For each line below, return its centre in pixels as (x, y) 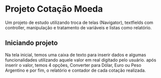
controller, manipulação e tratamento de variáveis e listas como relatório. (78, 27)
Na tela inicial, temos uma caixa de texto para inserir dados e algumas (76, 55)
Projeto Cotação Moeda (54, 9)
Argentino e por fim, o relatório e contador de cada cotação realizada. (75, 70)
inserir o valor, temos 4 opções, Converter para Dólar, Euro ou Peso (73, 65)
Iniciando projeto (31, 43)
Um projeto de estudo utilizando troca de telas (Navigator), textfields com (79, 22)
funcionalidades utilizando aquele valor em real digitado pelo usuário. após (81, 60)
